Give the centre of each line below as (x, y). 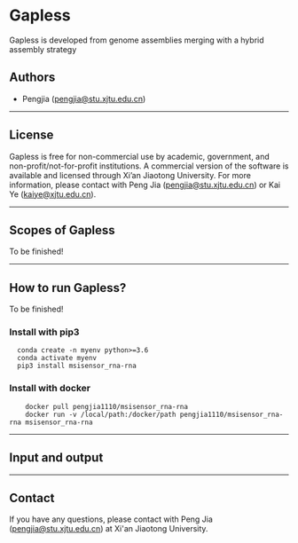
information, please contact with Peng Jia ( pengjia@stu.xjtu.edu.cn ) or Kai (145, 185)
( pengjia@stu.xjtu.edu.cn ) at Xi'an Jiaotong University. (109, 529)
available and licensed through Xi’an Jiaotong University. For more (130, 175)
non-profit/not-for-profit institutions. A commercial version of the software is (149, 166)
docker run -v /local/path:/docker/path (101, 414)
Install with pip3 (44, 332)
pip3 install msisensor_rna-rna (77, 366)
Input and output (56, 458)
